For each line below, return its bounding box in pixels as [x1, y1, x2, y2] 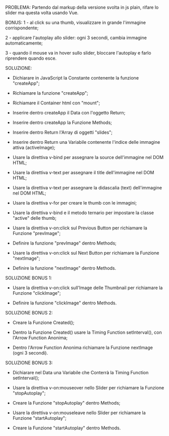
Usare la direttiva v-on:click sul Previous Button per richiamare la [12, 225, 147, 231]
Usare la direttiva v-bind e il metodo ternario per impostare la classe [12, 210, 154, 216]
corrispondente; [5, 25, 39, 31]
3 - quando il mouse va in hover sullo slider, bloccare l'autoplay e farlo [5, 50, 151, 56]
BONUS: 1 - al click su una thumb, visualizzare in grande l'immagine [5, 20, 146, 25]
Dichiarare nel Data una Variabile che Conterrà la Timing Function [12, 370, 149, 375]
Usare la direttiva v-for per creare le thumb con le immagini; [12, 200, 137, 206]
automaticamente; [5, 40, 43, 46]
